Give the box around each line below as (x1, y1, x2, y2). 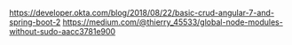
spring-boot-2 (9, 17, 61, 27)
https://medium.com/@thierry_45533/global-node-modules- (62, 17, 284, 27)
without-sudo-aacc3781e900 (9, 26, 116, 36)
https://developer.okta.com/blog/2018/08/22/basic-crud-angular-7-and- (9, 8, 275, 18)
